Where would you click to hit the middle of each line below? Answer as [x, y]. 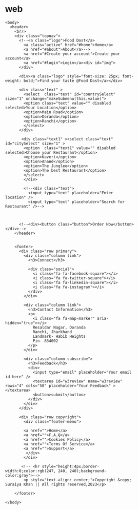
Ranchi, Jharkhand [52, 332]
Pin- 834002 [45, 341]
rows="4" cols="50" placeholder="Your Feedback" [58, 385]
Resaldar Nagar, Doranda [59, 327]
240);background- [88, 471]
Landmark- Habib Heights [59, 336]
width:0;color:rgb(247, [31, 471]
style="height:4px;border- [71, 466]
